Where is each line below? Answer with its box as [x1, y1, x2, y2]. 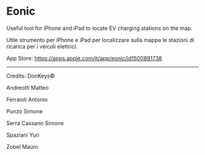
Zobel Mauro [6, 143, 38, 150]
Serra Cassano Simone [6, 119, 64, 126]
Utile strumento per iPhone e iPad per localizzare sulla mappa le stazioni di [6, 36, 194, 43]
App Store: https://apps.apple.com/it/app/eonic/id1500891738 [6, 54, 162, 62]
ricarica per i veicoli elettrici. [6, 43, 78, 50]
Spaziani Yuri [6, 131, 40, 139]
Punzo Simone [6, 107, 43, 115]
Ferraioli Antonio [6, 96, 48, 103]
